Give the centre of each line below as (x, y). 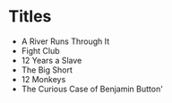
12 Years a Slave (52, 60)
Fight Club (40, 50)
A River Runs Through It (65, 41)
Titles (30, 17)
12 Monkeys (43, 79)
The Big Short (47, 70)
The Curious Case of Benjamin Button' (92, 89)
